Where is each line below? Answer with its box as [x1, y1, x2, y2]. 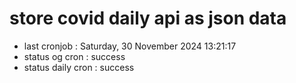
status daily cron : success [23, 61, 135, 73]
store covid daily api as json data [9, 7, 287, 30]
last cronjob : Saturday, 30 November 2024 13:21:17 [23, 40, 237, 52]
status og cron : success [23, 50, 126, 62]
